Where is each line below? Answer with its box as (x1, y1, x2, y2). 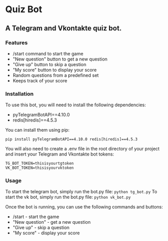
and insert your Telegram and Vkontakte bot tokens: (5, 151, 115, 157)
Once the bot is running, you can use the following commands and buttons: (5, 204, 163, 210)
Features (5, 39, 28, 46)
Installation (5, 90, 34, 97)
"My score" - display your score (12, 230, 80, 236)
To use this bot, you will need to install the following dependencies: (5, 102, 146, 108)
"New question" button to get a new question (12, 56, 108, 62)
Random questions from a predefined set (12, 72, 99, 78)
